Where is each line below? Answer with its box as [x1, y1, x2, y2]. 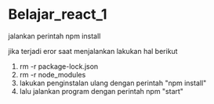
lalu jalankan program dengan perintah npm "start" [19, 86, 184, 95]
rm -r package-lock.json [19, 61, 99, 71]
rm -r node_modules [19, 70, 86, 79]
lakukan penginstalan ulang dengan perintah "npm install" [19, 78, 207, 88]
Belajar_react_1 [8, 5, 107, 23]
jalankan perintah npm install [8, 31, 101, 41]
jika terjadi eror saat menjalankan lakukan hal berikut [8, 46, 178, 56]
